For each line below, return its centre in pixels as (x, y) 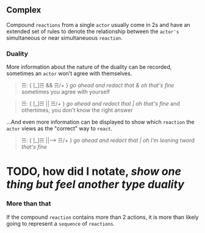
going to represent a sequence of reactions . (61, 223)
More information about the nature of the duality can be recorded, (89, 67)
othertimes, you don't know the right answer (77, 110)
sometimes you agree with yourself (65, 92)
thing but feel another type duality (95, 184)
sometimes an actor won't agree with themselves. (69, 73)
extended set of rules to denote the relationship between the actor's (93, 31)
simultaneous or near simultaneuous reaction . (65, 38)
